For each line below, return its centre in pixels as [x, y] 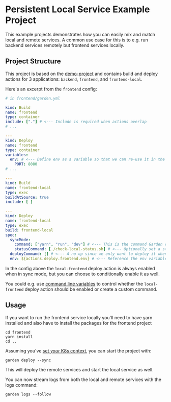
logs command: [22, 385]
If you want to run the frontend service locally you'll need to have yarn [79, 317]
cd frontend [18, 332]
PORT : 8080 [26, 164]
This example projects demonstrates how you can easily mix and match [80, 34]
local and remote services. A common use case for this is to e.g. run [77, 40]
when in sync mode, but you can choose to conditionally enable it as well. [83, 274]
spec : [11, 235]
